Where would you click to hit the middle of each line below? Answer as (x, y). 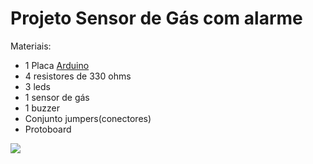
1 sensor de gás (57, 97)
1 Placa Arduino (57, 65)
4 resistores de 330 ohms (78, 76)
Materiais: (31, 46)
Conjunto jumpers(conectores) (88, 118)
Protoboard (48, 129)
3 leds (37, 86)
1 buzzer (42, 108)
